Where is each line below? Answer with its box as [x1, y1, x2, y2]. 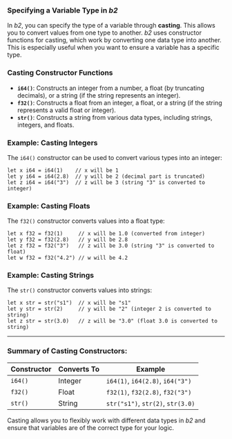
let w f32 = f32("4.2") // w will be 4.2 [7, 255, 128, 262]
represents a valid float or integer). [17, 106, 116, 114]
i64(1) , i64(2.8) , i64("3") [106, 376, 192, 386]
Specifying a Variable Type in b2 [7, 6, 118, 15]
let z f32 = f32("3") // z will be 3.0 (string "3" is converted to [7, 242, 215, 249]
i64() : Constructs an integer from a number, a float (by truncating [17, 84, 205, 92]
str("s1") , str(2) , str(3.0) [106, 398, 195, 408]
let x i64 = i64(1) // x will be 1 [7, 167, 119, 174]
